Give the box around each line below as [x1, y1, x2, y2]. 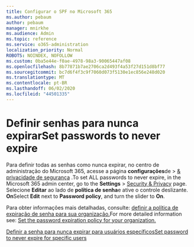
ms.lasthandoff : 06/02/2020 [6, 86, 76, 92]
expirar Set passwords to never [6, 129, 161, 142]
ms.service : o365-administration [6, 42, 89, 48]
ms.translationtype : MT [6, 74, 65, 80]
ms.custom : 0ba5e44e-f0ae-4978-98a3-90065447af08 [6, 58, 131, 64]
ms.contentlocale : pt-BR [6, 80, 67, 86]
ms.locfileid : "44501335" [6, 91, 70, 97]
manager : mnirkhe [6, 25, 49, 31]
